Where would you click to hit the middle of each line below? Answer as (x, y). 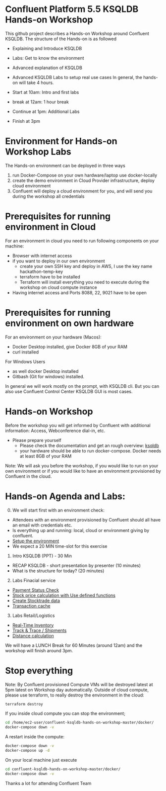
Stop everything (39, 670)
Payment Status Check (36, 590)
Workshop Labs (38, 152)
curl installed (25, 352)
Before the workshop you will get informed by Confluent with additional (78, 425)
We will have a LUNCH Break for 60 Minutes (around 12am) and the (74, 645)
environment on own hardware (70, 323)
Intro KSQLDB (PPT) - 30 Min (42, 556)
